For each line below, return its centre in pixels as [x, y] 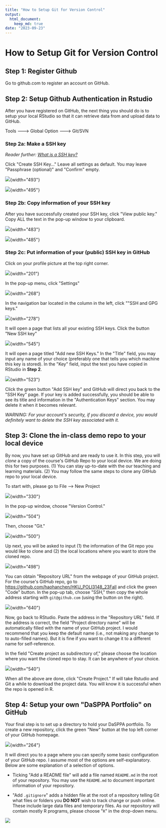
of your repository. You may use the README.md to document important [83, 780]
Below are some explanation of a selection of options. [60, 765]
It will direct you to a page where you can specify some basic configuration [82, 755]
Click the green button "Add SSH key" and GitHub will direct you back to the [83, 389]
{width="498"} [25, 566]
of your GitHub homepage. [32, 735]
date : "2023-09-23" [25, 28]
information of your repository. [44, 786]
